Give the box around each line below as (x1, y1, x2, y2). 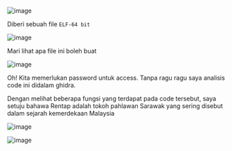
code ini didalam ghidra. (7, 81, 76, 89)
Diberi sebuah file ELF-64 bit (7, 20, 91, 28)
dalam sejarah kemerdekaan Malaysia (7, 109, 115, 117)
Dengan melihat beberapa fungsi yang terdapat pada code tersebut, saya (7, 94, 217, 103)
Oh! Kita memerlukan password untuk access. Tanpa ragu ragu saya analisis (7, 73, 225, 82)
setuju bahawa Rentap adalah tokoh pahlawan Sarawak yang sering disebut (7, 102, 223, 110)
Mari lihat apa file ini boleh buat (7, 47, 97, 55)
